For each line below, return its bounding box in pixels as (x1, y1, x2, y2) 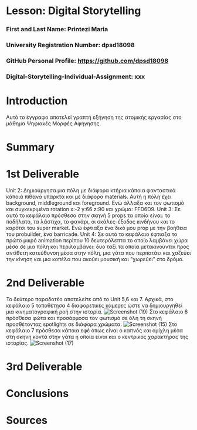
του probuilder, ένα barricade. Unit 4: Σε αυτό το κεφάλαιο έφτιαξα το (6, 231, 178, 238)
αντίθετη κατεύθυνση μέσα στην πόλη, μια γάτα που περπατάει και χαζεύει (6, 249, 191, 256)
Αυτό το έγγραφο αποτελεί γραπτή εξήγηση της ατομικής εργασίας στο (6, 114, 182, 121)
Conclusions (6, 387, 69, 401)
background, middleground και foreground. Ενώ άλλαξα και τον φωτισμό (6, 199, 185, 206)
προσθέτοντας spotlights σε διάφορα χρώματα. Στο (6, 321, 178, 328)
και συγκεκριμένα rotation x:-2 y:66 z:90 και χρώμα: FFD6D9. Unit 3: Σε (6, 205, 181, 212)
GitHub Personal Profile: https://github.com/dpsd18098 (6, 56, 169, 65)
